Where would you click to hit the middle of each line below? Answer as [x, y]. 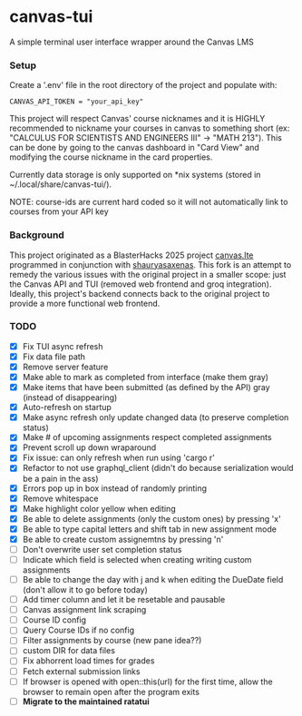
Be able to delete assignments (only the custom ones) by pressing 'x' [151, 518]
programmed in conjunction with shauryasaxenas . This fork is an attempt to [151, 264]
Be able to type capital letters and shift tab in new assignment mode [149, 529]
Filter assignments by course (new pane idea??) [112, 641]
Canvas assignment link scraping [84, 610]
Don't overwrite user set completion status [102, 549]
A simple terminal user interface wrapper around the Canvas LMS [132, 42]
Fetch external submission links [81, 671]
